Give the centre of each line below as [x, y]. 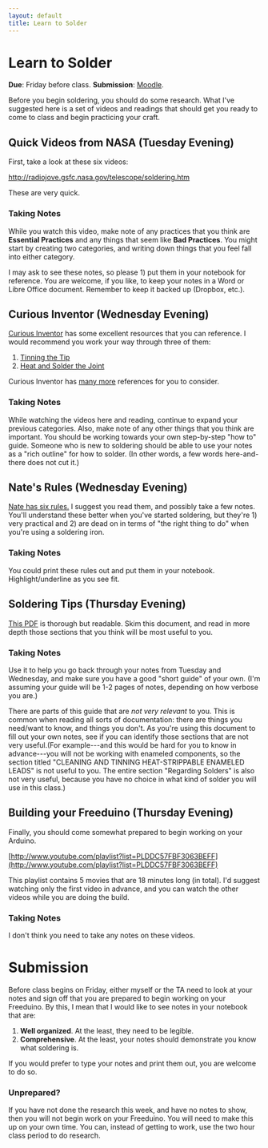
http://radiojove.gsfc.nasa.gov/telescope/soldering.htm [99, 178]
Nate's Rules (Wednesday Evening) [98, 488]
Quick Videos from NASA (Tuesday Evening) [121, 142]
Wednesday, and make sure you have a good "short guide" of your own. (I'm [134, 678]
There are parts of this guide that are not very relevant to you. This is [122, 711]
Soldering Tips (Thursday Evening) [97, 604]
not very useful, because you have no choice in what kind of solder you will [133, 779]
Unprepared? [34, 1092]
